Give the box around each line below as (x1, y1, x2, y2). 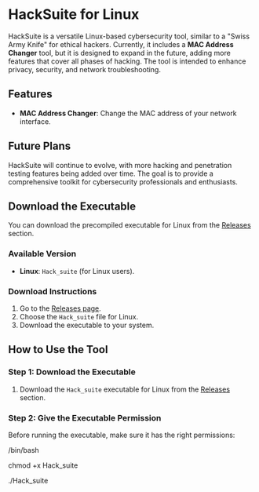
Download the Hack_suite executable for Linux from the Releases (19, 384, 230, 394)
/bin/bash (8, 445, 39, 454)
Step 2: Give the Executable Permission (8, 412, 162, 423)
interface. (19, 116, 51, 126)
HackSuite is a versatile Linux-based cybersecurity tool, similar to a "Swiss (8, 31, 250, 41)
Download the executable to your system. (19, 320, 155, 330)
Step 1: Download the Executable (8, 366, 136, 377)
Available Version (8, 249, 77, 260)
